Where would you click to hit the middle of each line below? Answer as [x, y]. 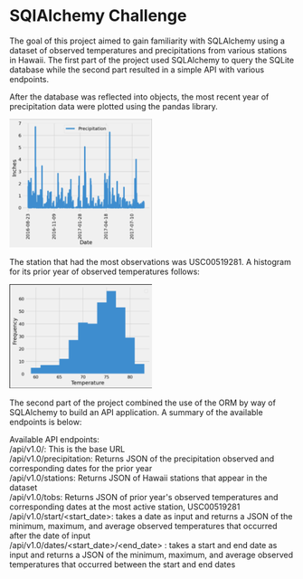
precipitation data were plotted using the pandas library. [114, 106]
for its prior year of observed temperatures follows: [105, 271]
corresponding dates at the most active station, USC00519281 [125, 507]
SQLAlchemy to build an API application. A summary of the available [137, 413]
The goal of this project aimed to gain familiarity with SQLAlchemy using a [147, 41]
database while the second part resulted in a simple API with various [137, 70]
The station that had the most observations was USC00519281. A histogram [150, 261]
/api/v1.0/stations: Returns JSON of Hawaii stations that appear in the [138, 478]
